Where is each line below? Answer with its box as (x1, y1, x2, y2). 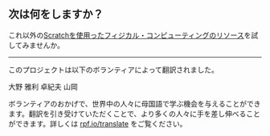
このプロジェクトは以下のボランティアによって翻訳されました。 (8, 65, 219, 74)
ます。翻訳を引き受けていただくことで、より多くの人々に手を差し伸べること (8, 109, 261, 118)
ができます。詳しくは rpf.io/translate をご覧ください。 (8, 118, 187, 128)
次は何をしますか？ (8, 7, 104, 22)
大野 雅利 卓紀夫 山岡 (8, 82, 78, 91)
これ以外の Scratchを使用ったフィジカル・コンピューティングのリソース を (8, 30, 252, 40)
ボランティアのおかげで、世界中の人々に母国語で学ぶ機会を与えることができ (8, 98, 261, 108)
